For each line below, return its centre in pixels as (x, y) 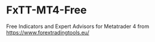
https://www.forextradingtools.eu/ (48, 32)
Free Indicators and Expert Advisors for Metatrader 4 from (78, 26)
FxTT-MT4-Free (46, 10)
